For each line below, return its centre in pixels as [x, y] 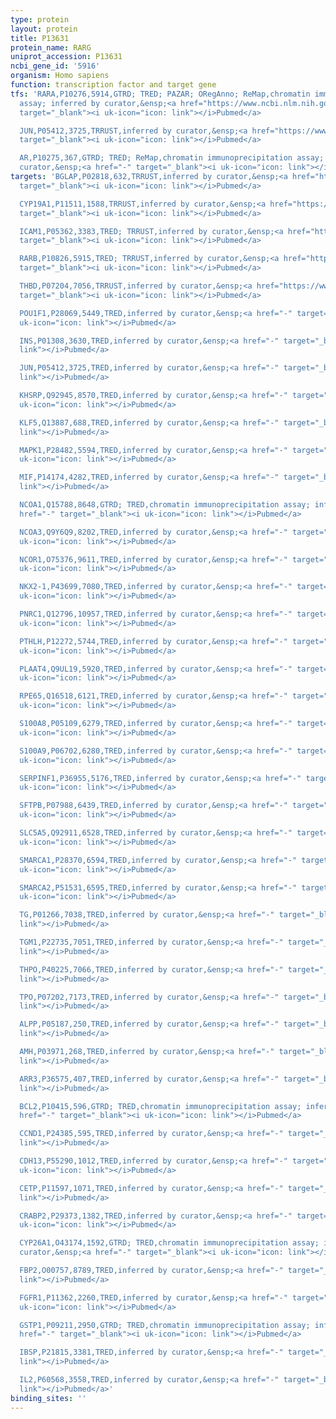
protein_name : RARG [51, 47]
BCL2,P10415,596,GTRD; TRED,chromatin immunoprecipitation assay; [160, 1106]
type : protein [40, 19]
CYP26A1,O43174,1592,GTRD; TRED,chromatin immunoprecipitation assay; [169, 1243]
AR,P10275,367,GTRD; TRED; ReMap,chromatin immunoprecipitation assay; [172, 158]
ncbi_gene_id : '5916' [55, 66]
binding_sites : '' [48, 1398]
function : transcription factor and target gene [113, 85]
